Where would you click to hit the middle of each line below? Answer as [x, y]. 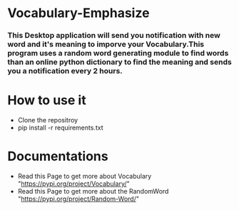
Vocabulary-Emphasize [78, 13]
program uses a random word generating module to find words [118, 53]
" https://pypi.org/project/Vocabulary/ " [73, 184]
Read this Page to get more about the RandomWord [93, 191]
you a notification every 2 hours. [65, 71]
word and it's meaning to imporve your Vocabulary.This [106, 44]
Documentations [58, 156]
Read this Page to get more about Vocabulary [85, 176]
